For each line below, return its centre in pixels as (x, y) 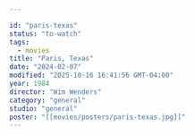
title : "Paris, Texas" (51, 59)
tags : (19, 42)
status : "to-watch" (46, 34)
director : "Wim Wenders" (55, 92)
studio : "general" (43, 108)
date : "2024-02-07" (46, 67)
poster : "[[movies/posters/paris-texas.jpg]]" (97, 117)
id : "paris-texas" (43, 25)
